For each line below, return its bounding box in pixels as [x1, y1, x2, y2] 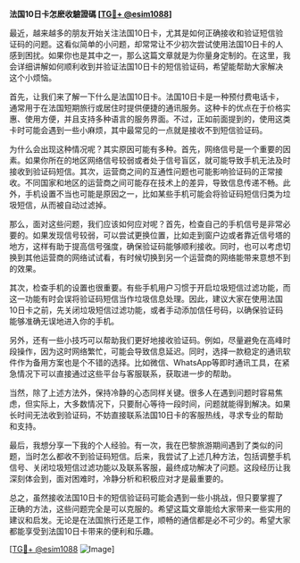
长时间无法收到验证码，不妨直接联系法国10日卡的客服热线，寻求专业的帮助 [9, 410, 284, 420]
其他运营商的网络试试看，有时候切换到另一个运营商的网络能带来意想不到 [24, 252, 291, 263]
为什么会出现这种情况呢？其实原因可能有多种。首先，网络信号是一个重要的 [9, 144, 283, 155]
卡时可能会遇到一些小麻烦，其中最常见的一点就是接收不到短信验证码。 [9, 125, 268, 135]
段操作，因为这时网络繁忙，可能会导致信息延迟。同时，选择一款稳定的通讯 [9, 346, 283, 357]
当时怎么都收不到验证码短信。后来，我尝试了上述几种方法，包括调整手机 [24, 451, 291, 461]
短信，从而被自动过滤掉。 [16, 200, 112, 210]
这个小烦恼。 [9, 72, 56, 83]
